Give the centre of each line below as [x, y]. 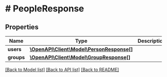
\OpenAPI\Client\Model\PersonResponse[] [81, 49]
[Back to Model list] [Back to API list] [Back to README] [62, 70]
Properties [22, 27]
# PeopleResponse [45, 9]
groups [16, 57]
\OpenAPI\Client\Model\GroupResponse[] [80, 57]
